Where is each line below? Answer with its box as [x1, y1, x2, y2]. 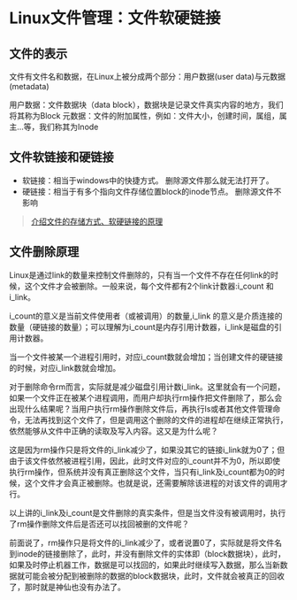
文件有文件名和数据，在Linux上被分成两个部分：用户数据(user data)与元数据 [9, 72, 286, 81]
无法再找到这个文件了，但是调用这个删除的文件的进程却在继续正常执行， [24, 414, 288, 425]
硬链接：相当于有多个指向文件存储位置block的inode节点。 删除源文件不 [21, 186, 282, 196]
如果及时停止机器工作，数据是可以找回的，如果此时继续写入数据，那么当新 [9, 559, 280, 570]
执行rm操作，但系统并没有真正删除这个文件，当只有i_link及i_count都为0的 [9, 466, 278, 477]
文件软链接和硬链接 [9, 150, 114, 165]
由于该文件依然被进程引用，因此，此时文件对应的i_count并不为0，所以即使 [9, 455, 281, 465]
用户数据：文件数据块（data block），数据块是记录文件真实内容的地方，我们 [9, 99, 284, 110]
